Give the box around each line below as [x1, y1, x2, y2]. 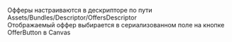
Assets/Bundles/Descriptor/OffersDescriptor [7, 13, 137, 22]
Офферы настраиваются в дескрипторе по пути [7, 6, 153, 14]
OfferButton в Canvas [7, 28, 71, 36]
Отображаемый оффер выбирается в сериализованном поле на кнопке [7, 21, 225, 29]
